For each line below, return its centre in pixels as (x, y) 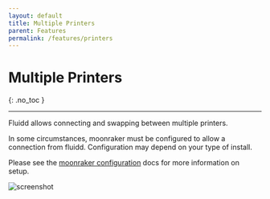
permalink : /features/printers (61, 38)
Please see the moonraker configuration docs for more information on (124, 163)
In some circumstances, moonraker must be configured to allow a (117, 139)
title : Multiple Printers (51, 23)
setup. (19, 171)
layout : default (35, 16)
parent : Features (37, 30)
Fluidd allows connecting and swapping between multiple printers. (118, 123)
